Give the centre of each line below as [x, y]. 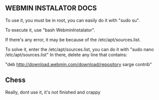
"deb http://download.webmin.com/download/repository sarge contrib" [78, 64]
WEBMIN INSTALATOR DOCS [51, 8]
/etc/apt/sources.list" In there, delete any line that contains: [66, 54]
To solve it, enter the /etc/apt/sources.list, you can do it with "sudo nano [79, 49]
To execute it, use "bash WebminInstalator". [50, 30]
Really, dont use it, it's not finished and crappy [53, 92]
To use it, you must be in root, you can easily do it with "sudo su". [72, 20]
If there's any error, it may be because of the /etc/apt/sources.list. [73, 39]
